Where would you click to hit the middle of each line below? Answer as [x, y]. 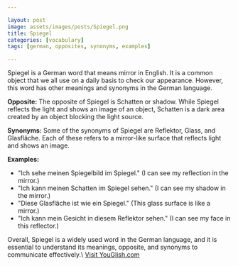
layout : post [27, 20]
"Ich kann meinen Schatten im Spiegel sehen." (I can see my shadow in [121, 188]
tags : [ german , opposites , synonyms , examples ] [79, 47]
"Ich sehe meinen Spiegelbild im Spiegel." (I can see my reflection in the [123, 173]
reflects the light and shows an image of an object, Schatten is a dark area [116, 109]
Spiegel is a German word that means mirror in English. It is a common [110, 73]
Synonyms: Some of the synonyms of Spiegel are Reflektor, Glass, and [112, 131]
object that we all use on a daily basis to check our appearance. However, [115, 81]
